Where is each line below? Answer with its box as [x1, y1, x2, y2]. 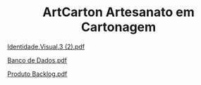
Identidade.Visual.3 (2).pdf [7, 42, 85, 51]
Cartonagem [80, 19, 157, 35]
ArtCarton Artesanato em [42, 4, 195, 20]
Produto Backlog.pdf [7, 70, 68, 78]
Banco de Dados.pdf [7, 55, 67, 64]
